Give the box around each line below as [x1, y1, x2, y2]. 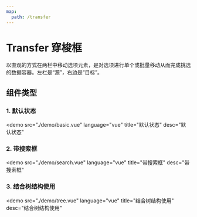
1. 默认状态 [6, 107, 36, 115]
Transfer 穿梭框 [6, 41, 82, 55]
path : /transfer [11, 14, 51, 20]
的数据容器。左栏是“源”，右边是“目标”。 [6, 69, 103, 76]
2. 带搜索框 [6, 145, 38, 153]
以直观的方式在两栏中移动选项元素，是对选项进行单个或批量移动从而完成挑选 [6, 62, 191, 69]
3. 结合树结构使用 [6, 182, 56, 191]
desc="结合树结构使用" [6, 204, 63, 211]
